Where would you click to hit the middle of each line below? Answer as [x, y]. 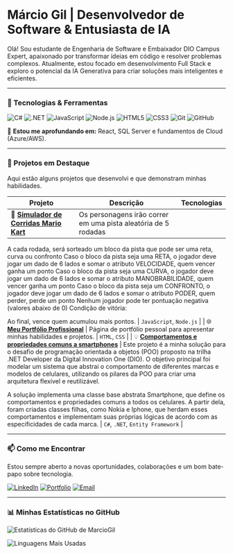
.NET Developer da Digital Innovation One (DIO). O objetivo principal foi [109, 359]
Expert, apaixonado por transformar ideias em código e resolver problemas [114, 56]
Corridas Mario [36, 223]
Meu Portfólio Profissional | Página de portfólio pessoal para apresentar [111, 329]
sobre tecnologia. [48, 474]
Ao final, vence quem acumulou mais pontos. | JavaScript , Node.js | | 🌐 [109, 321]
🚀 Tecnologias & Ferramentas [58, 103]
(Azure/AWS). [27, 139]
